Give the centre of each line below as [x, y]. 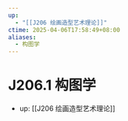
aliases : [22, 37]
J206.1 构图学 [52, 85]
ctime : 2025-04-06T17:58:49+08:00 [64, 30]
